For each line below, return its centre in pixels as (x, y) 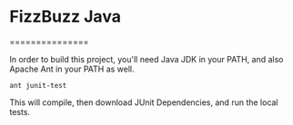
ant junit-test (38, 85)
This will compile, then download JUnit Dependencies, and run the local (144, 102)
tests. (20, 111)
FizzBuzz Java (65, 17)
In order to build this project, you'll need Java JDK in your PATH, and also (146, 59)
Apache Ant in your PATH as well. (72, 69)
